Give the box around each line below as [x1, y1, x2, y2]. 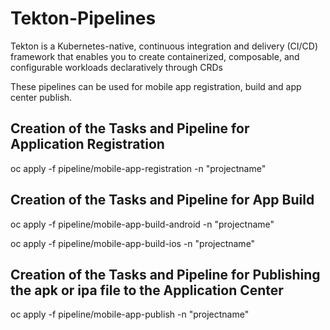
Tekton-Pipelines [10, 7, 157, 30]
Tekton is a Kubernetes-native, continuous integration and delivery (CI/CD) [10, 40, 319, 52]
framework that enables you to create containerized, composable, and [10, 50, 300, 62]
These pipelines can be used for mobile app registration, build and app [10, 80, 302, 92]
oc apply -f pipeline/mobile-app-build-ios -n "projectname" [10, 237, 256, 249]
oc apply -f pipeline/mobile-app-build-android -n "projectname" [10, 218, 275, 230]
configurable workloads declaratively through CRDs [10, 61, 223, 73]
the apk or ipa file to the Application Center [10, 282, 284, 299]
